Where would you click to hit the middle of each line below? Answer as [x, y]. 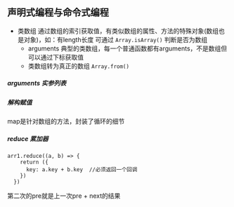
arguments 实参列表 [37, 84]
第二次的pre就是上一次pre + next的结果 [64, 196]
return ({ [34, 162]
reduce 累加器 [28, 138]
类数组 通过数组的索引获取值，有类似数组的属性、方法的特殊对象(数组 [118, 31]
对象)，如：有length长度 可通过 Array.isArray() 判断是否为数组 [116, 39]
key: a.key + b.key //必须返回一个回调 [82, 170]
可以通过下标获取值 [56, 57]
